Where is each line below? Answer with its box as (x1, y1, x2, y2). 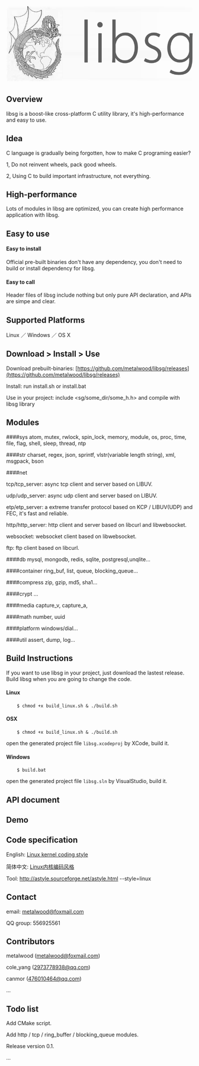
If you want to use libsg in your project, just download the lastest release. (6, 669, 185, 676)
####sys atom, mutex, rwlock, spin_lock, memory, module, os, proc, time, (6, 433, 187, 440)
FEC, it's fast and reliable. (6, 510, 69, 517)
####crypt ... (6, 590, 38, 597)
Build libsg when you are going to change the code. (6, 675, 132, 682)
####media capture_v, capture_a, (6, 602, 88, 609)
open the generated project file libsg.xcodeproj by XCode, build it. (6, 739, 169, 747)
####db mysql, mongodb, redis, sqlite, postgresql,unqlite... (6, 555, 151, 563)
